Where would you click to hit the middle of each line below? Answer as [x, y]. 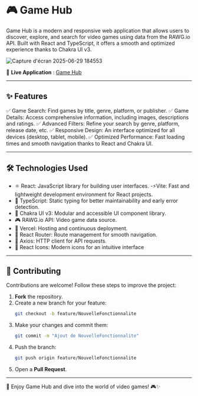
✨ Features [27, 96]
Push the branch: [35, 347]
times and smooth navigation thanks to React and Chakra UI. [80, 143]
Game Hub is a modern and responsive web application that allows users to [98, 30]
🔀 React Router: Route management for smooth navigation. [86, 234]
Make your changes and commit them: [61, 325]
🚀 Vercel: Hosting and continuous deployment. [71, 228]
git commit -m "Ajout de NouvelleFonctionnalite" [77, 336]
